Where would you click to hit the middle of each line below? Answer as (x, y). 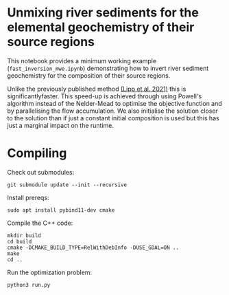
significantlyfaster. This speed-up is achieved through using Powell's (105, 96)
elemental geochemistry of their (101, 27)
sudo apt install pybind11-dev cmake (61, 210)
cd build (20, 241)
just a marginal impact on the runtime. (61, 125)
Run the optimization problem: (50, 272)
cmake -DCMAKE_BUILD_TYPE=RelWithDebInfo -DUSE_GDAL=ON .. (93, 248)
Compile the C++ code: (40, 223)
